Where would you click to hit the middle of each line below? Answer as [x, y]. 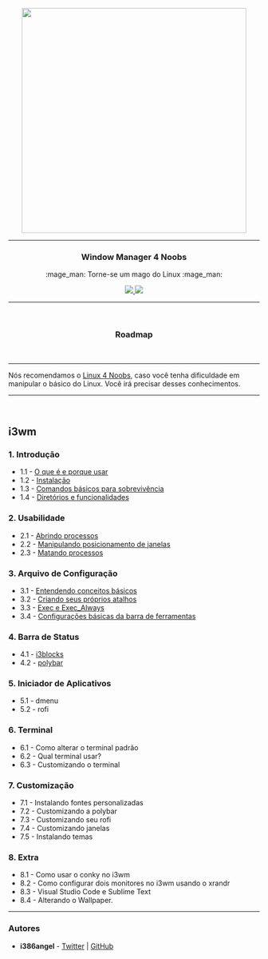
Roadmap [134, 334]
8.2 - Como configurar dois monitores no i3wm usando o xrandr [125, 883]
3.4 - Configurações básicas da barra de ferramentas [108, 616]
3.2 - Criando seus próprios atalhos [78, 599]
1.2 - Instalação [45, 481]
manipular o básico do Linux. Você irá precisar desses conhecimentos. [124, 383]
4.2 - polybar [41, 663]
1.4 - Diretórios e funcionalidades [75, 497]
